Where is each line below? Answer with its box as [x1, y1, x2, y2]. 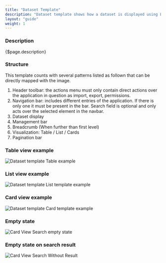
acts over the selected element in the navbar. [12, 108, 105, 114]
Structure [5, 61, 29, 68]
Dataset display [12, 113, 44, 119]
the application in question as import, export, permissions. [12, 92, 131, 98]
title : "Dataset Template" [5, 7, 61, 12]
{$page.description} [5, 49, 46, 54]
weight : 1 [5, 21, 26, 26]
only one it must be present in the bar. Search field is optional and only [12, 103, 157, 109]
